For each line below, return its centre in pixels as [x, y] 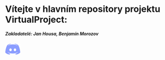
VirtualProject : [36, 20]
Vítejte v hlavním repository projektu [83, 9]
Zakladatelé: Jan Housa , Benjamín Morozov [52, 34]
